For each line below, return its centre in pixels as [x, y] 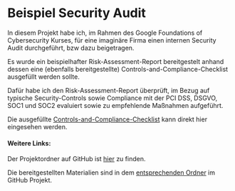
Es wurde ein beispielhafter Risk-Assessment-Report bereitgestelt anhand [116, 61]
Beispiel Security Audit [77, 13]
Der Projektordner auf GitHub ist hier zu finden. [77, 159]
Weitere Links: [29, 143]
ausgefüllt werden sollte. [43, 77]
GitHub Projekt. [30, 180]
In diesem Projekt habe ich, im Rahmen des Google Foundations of [105, 33]
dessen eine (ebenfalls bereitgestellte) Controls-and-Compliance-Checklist [118, 69]
